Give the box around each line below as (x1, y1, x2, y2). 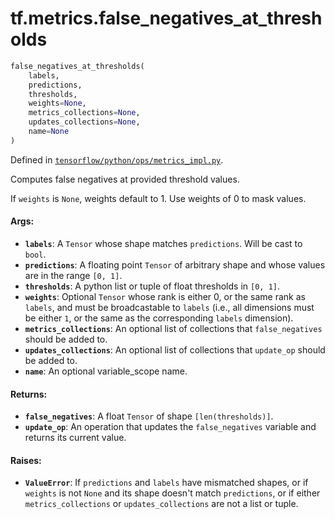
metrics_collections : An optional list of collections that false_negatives (24, 323, 323, 335)
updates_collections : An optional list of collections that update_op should (24, 344, 326, 356)
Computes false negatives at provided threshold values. (10, 173, 240, 185)
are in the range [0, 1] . (24, 270, 123, 282)
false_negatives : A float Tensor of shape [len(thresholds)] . (24, 410, 274, 422)
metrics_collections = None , (28, 108, 141, 118)
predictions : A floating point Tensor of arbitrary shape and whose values (24, 259, 326, 271)
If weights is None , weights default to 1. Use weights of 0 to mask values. (10, 192, 307, 204)
